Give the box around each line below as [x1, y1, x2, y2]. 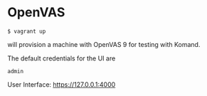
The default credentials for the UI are [7, 54, 116, 63]
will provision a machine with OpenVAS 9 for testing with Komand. [7, 40, 201, 48]
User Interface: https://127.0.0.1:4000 [7, 80, 116, 89]
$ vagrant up [7, 28, 46, 35]
